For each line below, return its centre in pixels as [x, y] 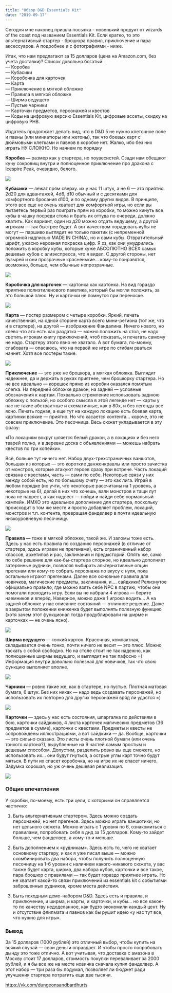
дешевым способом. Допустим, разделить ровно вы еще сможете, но [83, 750]
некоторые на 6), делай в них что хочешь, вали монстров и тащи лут [81, 491]
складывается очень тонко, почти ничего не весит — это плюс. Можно [83, 645]
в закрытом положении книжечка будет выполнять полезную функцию [83, 609]
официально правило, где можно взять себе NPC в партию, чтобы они [83, 587]
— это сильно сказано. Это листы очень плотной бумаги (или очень [80, 739]
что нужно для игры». [37, 917]
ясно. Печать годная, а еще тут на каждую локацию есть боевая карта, [84, 411]
